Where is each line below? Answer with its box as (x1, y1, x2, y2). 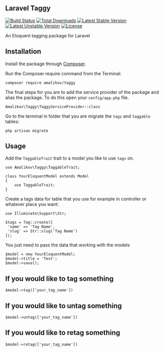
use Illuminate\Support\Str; (5, 211, 67, 216)
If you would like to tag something (5, 274, 114, 283)
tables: (5, 118, 20, 124)
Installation (5, 47, 41, 56)
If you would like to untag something (5, 301, 122, 310)
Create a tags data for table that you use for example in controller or (5, 196, 147, 202)
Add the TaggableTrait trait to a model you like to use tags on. (5, 155, 134, 161)
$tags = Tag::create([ (5, 220, 53, 225)
